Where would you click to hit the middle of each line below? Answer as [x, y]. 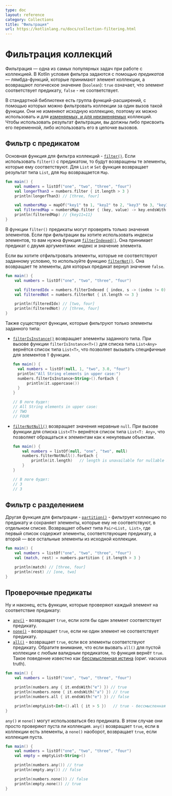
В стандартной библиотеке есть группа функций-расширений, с [76, 100]
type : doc [16, 10]
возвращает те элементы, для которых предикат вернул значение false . [85, 266]
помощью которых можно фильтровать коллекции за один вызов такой [84, 106]
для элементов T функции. [41, 355]
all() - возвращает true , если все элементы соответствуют [79, 642]
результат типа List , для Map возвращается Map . [57, 172]
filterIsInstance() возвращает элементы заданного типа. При [82, 338]
